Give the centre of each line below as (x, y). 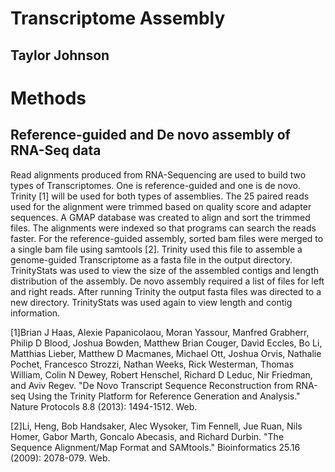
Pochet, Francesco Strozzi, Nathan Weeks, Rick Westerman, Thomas (152, 364)
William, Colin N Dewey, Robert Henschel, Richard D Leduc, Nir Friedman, (161, 374)
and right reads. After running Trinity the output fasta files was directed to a (166, 291)
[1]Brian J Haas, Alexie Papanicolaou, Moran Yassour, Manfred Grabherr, (160, 332)
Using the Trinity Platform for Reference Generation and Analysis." (164, 396)
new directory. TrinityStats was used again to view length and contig (151, 302)
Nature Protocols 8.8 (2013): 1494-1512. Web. (104, 406)
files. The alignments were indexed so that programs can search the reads (163, 228)
